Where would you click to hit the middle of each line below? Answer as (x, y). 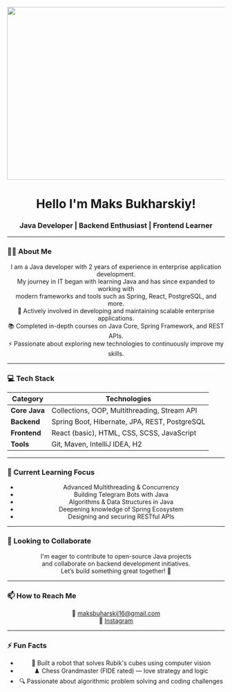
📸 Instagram (116, 620)
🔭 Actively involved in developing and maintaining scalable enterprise (116, 310)
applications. (116, 318)
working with (116, 288)
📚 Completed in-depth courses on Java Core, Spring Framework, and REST (116, 326)
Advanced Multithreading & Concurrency (121, 487)
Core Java (28, 411)
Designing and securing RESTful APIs (121, 516)
